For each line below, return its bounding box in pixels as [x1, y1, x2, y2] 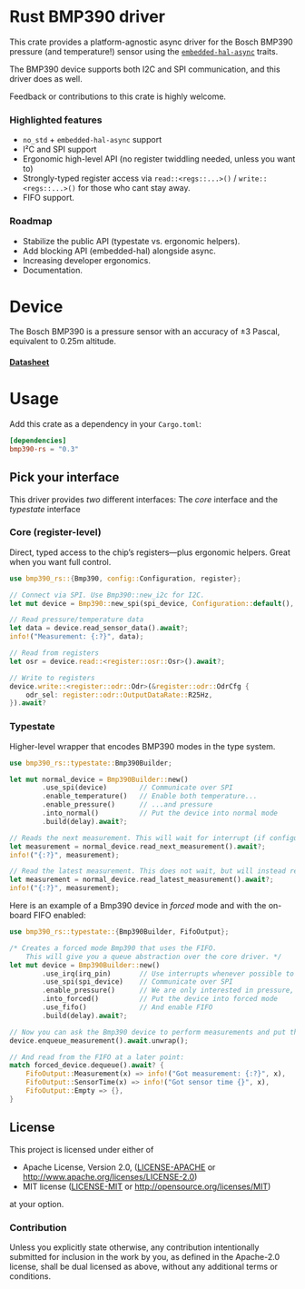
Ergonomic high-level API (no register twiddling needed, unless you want [22, 154, 296, 164]
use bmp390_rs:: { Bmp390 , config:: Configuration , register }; [9, 574, 242, 583]
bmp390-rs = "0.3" [9, 444, 79, 453]
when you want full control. [9, 556, 112, 567]
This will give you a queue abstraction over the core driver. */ [25, 952, 282, 961]
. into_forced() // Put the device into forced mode [42, 995, 279, 1004]
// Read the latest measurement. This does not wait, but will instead [9, 867, 286, 876]
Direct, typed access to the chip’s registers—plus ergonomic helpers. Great [9, 547, 290, 558]
